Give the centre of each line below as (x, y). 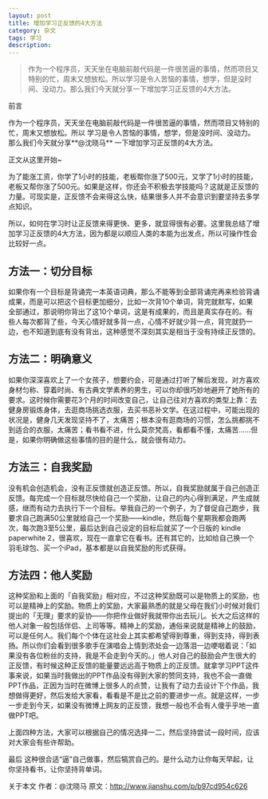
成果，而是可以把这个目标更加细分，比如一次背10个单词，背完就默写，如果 (131, 301)
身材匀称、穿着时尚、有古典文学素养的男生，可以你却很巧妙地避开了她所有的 (134, 390)
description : (30, 45)
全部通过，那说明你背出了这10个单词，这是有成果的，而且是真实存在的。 (127, 311)
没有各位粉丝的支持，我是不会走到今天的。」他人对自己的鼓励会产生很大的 (136, 655)
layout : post (30, 16)
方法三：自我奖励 (50, 467)
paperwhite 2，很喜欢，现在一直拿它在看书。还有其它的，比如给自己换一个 (131, 537)
